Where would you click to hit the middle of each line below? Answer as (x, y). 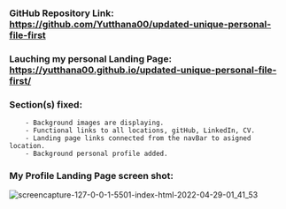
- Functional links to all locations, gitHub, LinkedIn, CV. (140, 131)
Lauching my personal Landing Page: (91, 58)
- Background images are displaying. (95, 123)
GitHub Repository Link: (62, 13)
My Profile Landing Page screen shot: (92, 176)
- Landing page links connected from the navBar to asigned (138, 138)
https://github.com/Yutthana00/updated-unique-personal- (140, 24)
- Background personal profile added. (97, 154)
